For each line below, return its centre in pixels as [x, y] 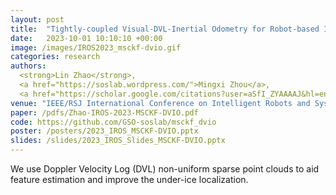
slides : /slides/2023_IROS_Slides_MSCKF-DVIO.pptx [118, 141]
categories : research [55, 57]
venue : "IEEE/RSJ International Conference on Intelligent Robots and [160, 103]
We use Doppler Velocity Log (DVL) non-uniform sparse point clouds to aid [165, 169]
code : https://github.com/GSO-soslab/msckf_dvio [113, 122]
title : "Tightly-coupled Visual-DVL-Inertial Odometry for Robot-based [165, 29]
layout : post [37, 19]
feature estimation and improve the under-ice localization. [129, 179]
